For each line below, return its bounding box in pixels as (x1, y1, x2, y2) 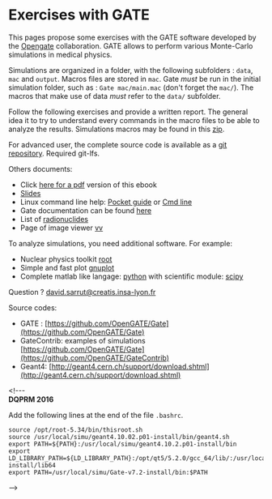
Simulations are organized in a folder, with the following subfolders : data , (8, 65, 253, 75)
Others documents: (8, 164, 73, 173)
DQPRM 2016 (8, 395, 54, 404)
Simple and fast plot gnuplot (19, 262, 115, 272)
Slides (19, 188, 41, 198)
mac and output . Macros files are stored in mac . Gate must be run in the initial (8, 74, 261, 83)
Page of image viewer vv (19, 223, 104, 232)
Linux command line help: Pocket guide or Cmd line (19, 197, 193, 207)
